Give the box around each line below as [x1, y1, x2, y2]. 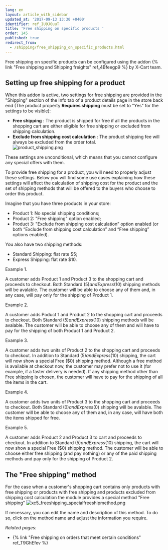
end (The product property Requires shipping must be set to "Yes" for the [5, 103, 159, 109]
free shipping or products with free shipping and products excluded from [5, 489, 156, 495]
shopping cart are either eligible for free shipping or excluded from [12, 123, 150, 129]
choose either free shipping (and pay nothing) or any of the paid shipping [5, 450, 157, 456]
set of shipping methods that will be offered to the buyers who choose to [5, 185, 156, 191]
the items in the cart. [5, 379, 48, 385]
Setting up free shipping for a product [5, 79, 125, 87]
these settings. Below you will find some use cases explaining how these [5, 175, 155, 181]
